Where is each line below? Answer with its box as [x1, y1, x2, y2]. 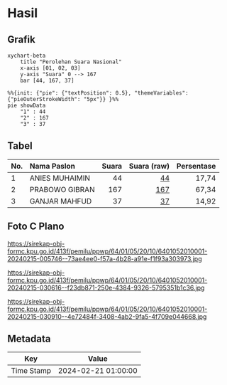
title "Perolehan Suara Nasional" [20, 58, 122, 65]
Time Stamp [11, 366, 52, 376]
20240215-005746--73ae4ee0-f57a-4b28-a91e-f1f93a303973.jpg [7, 254, 202, 263]
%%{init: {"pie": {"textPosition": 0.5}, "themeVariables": [7, 90, 189, 97]
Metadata [7, 333, 51, 345]
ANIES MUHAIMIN [29, 173, 91, 183]
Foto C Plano [7, 221, 65, 233]
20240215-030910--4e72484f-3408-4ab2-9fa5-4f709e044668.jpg [7, 312, 207, 321]
